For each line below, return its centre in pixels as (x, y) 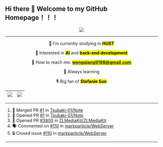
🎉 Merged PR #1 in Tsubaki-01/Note (48, 110)
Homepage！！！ (32, 18)
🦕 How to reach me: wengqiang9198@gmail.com (81, 62)
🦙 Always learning (81, 71)
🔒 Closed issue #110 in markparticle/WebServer (59, 133)
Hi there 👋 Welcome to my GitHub (56, 9)
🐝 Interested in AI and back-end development (81, 53)
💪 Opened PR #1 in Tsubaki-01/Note (48, 115)
